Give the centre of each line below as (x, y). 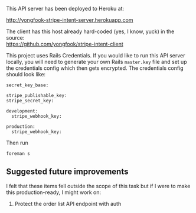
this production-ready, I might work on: (54, 192)
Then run (17, 143)
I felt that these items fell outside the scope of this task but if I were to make (98, 186)
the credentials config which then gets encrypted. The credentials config (95, 68)
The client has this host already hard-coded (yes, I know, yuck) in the (90, 31)
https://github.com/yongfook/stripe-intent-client (65, 44)
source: (15, 38)
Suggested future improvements (67, 172)
